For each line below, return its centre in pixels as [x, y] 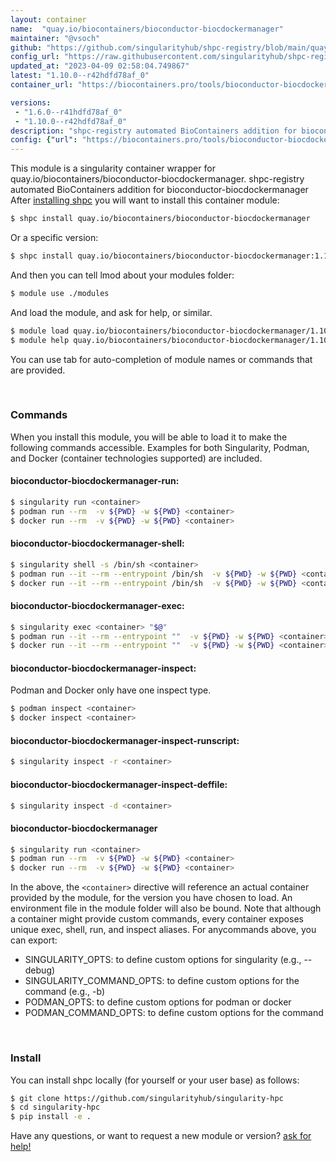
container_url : [42, 85]
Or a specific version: [54, 237]
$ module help [40, 340]
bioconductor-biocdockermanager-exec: [97, 606]
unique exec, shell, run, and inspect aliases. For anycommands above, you [163, 930]
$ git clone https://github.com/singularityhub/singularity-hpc [147, 1098]
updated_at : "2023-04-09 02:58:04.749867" [100, 66]
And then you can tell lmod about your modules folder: [122, 275]
